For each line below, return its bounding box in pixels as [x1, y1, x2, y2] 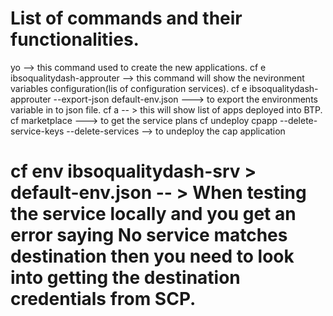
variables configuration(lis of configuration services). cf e [10, 82, 248, 94]
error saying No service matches [10, 224, 288, 247]
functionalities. [10, 28, 140, 51]
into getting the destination [10, 267, 241, 289]
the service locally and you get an [10, 203, 297, 226]
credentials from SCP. [10, 288, 197, 311]
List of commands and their [10, 7, 243, 30]
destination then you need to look [10, 245, 295, 268]
